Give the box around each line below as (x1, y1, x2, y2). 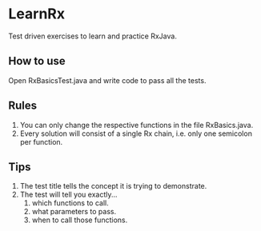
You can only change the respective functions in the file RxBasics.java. (19, 120, 254, 129)
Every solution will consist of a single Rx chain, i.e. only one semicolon (19, 129, 252, 138)
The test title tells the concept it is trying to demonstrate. (19, 181, 207, 191)
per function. (19, 137, 63, 146)
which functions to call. (31, 198, 110, 208)
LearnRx (8, 5, 66, 23)
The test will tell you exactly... (19, 189, 118, 200)
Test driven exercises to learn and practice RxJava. (8, 31, 178, 41)
